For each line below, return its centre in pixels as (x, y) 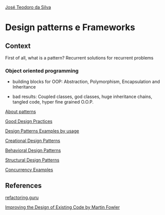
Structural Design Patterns (32, 160)
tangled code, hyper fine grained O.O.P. (53, 102)
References (23, 185)
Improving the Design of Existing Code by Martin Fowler (63, 207)
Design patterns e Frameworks (70, 27)
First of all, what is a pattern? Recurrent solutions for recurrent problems (79, 58)
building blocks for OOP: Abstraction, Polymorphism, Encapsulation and (86, 81)
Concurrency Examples (29, 170)
